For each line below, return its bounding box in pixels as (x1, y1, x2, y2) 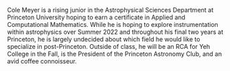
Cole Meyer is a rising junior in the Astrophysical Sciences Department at (7, 6, 214, 14)
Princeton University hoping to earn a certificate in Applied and (7, 13, 185, 21)
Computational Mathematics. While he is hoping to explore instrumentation (7, 21, 218, 28)
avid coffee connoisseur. (7, 57, 77, 65)
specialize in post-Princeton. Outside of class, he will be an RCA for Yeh (7, 43, 211, 50)
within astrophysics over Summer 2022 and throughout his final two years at (7, 28, 224, 36)
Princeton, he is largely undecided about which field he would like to (7, 35, 200, 43)
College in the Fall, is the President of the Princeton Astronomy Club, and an (7, 50, 222, 58)
